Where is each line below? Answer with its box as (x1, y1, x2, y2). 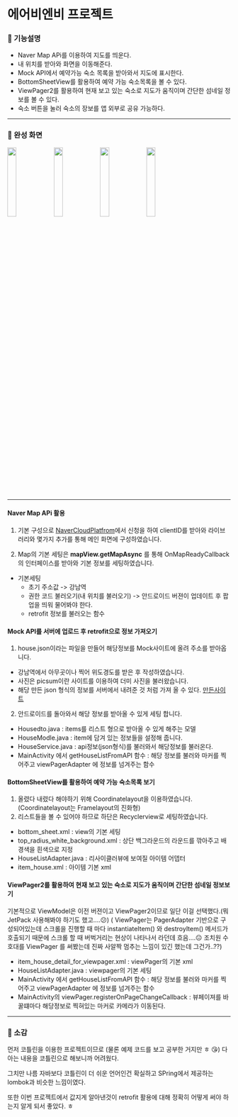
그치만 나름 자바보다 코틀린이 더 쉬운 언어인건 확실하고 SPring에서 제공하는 (7, 1069, 214, 1077)
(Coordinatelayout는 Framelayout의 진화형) (17, 804, 141, 812)
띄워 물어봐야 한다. (41, 600, 93, 608)
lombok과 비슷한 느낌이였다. (7, 1077, 86, 1086)
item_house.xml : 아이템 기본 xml (17, 863, 112, 872)
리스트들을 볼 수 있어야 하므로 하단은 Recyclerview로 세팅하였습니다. (17, 813, 208, 821)
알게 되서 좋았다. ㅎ (20, 1101, 74, 1110)
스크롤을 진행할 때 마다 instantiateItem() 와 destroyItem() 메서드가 (43, 924, 229, 933)
